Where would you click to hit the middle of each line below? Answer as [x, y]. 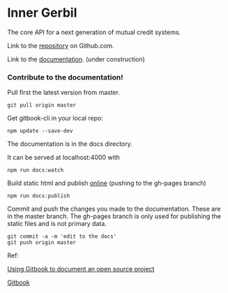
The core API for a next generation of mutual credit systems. [94, 32]
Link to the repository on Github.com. [61, 45]
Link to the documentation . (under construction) [76, 59]
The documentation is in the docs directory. [70, 144]
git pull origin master [42, 105]
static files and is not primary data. [57, 224]
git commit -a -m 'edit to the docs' [62, 236]
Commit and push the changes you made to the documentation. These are [114, 209]
